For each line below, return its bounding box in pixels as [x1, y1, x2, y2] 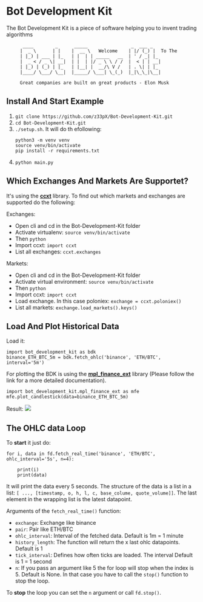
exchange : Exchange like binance [15, 519, 96, 527]
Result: [6, 405, 24, 412]
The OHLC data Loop [6, 423, 86, 433]
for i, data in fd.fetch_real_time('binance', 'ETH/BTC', [6, 451, 156, 457]
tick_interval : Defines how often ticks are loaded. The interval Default [15, 552, 193, 559]
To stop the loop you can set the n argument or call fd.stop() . [6, 589, 162, 597]
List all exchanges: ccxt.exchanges [15, 248, 101, 255]
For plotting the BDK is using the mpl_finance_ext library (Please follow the [6, 371, 195, 378]
